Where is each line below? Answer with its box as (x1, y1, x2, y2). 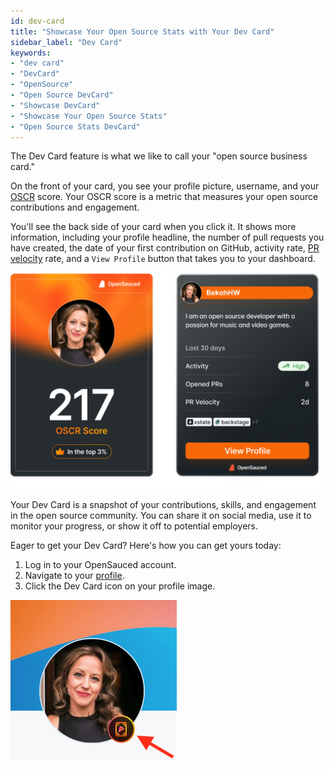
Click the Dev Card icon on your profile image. (24, 580, 216, 592)
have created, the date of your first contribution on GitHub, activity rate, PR (10, 242, 320, 254)
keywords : (10, 48, 52, 58)
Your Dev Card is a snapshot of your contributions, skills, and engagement (10, 498, 317, 510)
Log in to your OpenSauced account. (24, 558, 177, 570)
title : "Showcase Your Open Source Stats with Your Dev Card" (10, 26, 275, 37)
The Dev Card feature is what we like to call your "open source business (10, 150, 308, 162)
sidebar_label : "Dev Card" (10, 37, 123, 47)
